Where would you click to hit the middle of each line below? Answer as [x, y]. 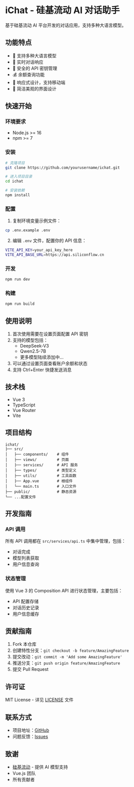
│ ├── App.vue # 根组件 [39, 481]
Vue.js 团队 [24, 773]
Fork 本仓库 [24, 644]
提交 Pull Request [30, 669]
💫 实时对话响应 [28, 62]
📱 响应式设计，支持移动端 [39, 82]
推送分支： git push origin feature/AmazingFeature [66, 663]
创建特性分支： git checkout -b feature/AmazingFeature [71, 650]
